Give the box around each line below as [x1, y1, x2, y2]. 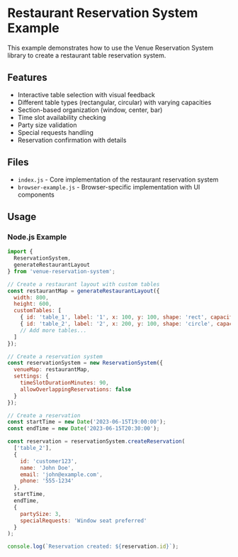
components [17, 190, 55, 199]
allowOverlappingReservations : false [20, 385, 132, 393]
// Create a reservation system [7, 353, 103, 360]
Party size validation [17, 121, 77, 129]
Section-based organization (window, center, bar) [17, 105, 163, 114]
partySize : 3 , [20, 510, 62, 517]
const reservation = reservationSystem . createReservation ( [7, 438, 186, 445]
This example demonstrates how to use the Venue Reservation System [7, 43, 214, 52]
